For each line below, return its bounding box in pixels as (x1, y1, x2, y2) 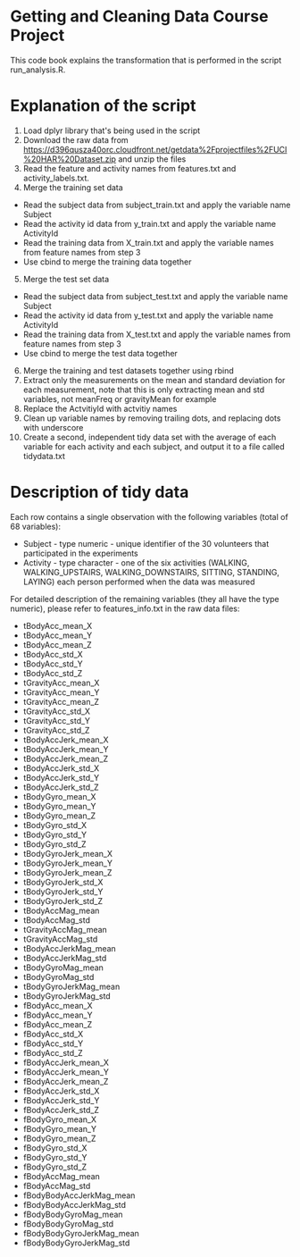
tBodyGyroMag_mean (22, 962, 104, 973)
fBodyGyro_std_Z (22, 1161, 87, 1172)
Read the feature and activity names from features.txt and (22, 163, 237, 173)
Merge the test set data (22, 273, 110, 284)
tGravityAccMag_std (22, 934, 98, 944)
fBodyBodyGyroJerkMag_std (22, 1237, 130, 1248)
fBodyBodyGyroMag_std (22, 1218, 114, 1229)
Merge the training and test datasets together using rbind (22, 365, 235, 376)
